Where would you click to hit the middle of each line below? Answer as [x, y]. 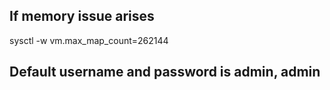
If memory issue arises [82, 16]
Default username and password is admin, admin [165, 72]
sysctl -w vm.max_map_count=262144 [89, 40]
